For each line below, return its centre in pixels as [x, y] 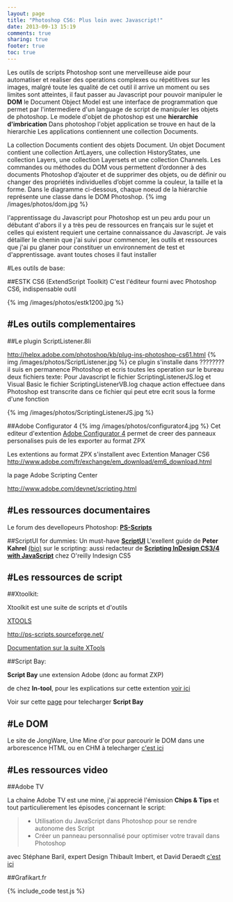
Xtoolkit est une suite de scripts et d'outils [67, 608]
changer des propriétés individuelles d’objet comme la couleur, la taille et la [115, 182]
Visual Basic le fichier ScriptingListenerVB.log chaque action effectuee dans [116, 384]
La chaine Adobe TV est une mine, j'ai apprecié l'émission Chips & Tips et [113, 800]
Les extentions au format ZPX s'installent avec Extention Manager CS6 [109, 454]
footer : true [26, 46]
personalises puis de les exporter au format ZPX [77, 441]
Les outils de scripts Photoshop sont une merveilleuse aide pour [99, 72]
